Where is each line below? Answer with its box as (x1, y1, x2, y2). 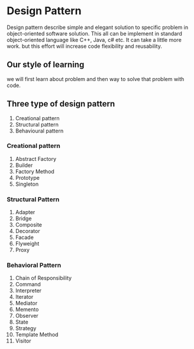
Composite (15, 221, 43, 228)
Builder (15, 161, 33, 169)
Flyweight (15, 240, 40, 247)
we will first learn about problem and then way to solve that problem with (7, 75, 185, 82)
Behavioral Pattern (7, 261, 62, 270)
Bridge (15, 215, 32, 222)
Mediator (15, 300, 38, 307)
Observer (15, 312, 39, 319)
